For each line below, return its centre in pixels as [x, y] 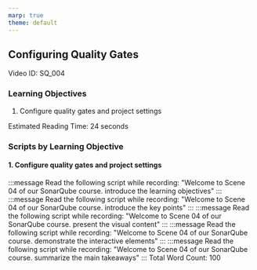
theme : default [33, 23]
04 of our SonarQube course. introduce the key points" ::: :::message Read [129, 207]
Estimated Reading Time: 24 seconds [69, 126]
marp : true [26, 15]
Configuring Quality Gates [74, 55]
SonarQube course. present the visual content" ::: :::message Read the [122, 224]
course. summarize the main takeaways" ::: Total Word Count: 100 [114, 257]
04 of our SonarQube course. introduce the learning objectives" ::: [115, 191]
